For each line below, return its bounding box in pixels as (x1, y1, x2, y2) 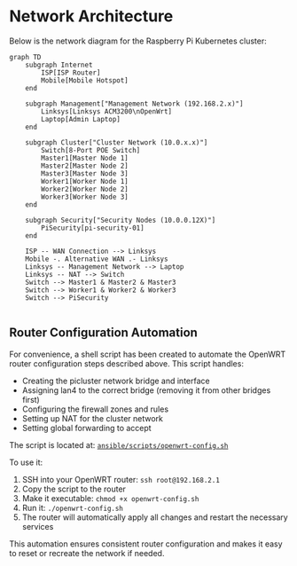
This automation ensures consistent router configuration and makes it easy (9, 538, 283, 549)
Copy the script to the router (21, 483, 127, 494)
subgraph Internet (25, 60, 93, 69)
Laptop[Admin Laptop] (41, 114, 121, 123)
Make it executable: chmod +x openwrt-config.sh (21, 492, 199, 503)
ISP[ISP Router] (41, 68, 101, 77)
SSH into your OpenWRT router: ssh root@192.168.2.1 (21, 474, 220, 484)
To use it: (9, 457, 43, 468)
